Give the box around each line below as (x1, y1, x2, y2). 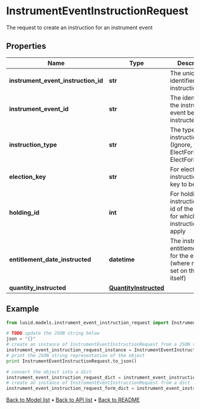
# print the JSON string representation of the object (6, 352, 145, 358)
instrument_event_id (9, 104, 69, 113)
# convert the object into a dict (6, 368, 92, 375)
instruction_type (9, 140, 58, 148)
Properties (6, 41, 46, 51)
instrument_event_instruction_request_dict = (6, 374, 121, 380)
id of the (170, 204, 193, 213)
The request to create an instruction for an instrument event (6, 24, 153, 31)
